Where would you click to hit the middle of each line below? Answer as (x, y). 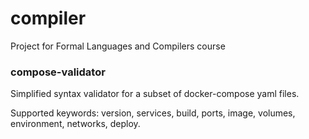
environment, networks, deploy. (75, 124)
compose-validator (58, 72)
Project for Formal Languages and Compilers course (118, 46)
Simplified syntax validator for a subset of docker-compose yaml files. (155, 94)
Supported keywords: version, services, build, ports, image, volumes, (153, 113)
